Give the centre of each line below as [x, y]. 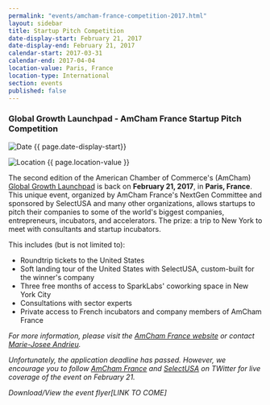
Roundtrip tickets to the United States [82, 260]
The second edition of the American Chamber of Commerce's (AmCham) [130, 177]
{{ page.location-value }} [89, 162]
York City [35, 294]
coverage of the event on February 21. [72, 377]
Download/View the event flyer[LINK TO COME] [88, 392]
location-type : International [59, 76]
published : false [37, 91]
